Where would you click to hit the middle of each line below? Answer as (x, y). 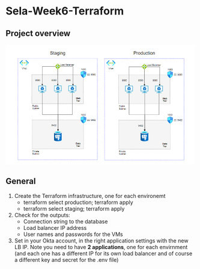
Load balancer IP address (55, 227)
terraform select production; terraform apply (78, 202)
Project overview (38, 33)
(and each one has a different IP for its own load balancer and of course (103, 253)
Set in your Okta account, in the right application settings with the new (101, 240)
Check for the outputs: (42, 215)
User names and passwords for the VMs (73, 234)
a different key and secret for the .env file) (66, 259)
